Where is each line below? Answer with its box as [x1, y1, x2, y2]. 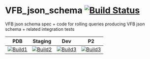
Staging [32, 38, 52, 44]
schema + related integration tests [5, 26, 75, 32]
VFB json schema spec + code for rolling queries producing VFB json [5, 21, 145, 27]
